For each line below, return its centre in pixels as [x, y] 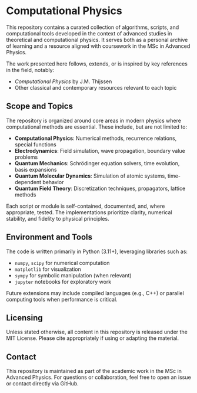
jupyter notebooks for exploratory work [63, 281]
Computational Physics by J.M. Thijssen [63, 81]
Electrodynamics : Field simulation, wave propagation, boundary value [100, 150]
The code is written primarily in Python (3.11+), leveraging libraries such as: [97, 251]
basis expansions [36, 169]
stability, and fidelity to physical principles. [58, 218]
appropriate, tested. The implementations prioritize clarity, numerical [89, 212]
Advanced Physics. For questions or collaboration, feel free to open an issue [98, 377]
